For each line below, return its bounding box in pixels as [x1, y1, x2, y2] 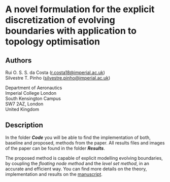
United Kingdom [5, 106, 40, 112]
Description [5, 121, 43, 130]
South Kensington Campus [5, 95, 61, 101]
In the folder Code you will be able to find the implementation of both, [5, 134, 151, 140]
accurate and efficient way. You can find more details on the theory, [5, 166, 147, 172]
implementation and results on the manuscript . [5, 171, 103, 177]
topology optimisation [5, 36, 100, 48]
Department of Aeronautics [5, 85, 62, 91]
